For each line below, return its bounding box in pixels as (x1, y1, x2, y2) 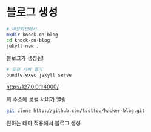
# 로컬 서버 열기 (6, 67, 42, 73)
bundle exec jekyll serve (6, 72, 72, 79)
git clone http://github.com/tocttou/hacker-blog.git (6, 108, 146, 114)
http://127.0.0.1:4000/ (6, 83, 59, 91)
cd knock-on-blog (6, 37, 50, 43)
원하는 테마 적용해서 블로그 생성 (6, 119, 81, 127)
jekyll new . (6, 43, 39, 49)
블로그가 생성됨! (6, 54, 44, 62)
